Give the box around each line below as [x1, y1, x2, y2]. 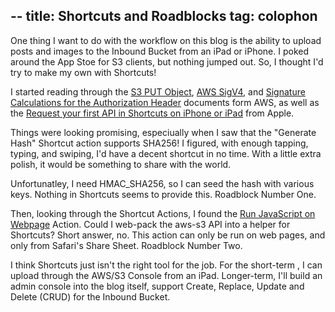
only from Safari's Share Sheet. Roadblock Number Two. [10, 239, 243, 251]
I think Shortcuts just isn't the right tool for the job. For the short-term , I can [10, 259, 323, 271]
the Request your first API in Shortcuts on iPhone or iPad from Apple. [10, 107, 295, 119]
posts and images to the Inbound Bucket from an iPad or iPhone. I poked [10, 45, 310, 57]
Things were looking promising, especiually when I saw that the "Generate [10, 126, 317, 138]
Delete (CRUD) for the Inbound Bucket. [10, 290, 171, 303]
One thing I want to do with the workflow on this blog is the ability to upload [10, 34, 322, 46]
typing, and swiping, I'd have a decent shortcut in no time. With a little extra [10, 147, 322, 159]
